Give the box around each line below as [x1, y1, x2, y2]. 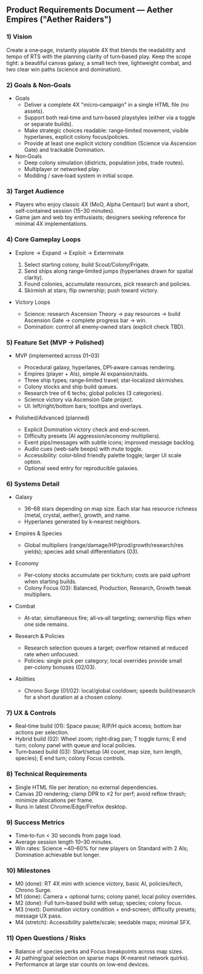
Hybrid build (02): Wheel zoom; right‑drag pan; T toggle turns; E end [15, 735, 187, 742]
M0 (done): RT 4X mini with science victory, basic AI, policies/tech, [15, 880, 183, 887]
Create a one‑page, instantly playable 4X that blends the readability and [6, 46, 186, 53]
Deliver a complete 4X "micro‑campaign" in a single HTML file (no [24, 101, 189, 108]
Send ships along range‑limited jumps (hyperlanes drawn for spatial [24, 267, 193, 275]
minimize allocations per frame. [15, 796, 94, 804]
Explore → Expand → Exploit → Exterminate [15, 249, 124, 257]
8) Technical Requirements [6, 770, 88, 778]
